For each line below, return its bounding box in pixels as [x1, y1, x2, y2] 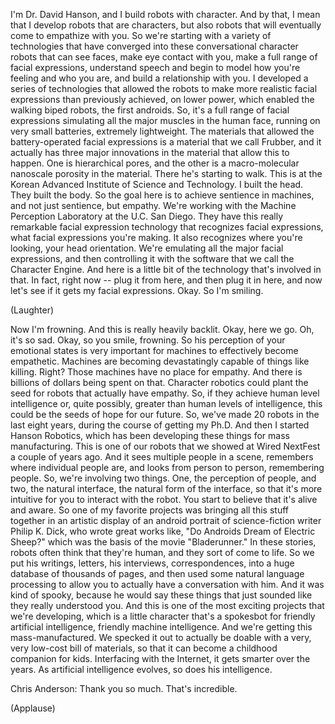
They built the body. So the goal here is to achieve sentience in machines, [10, 189, 315, 201]
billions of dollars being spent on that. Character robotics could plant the [10, 377, 309, 388]
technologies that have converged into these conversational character [10, 40, 299, 52]
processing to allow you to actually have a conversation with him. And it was [10, 579, 325, 590]
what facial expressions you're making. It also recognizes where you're [10, 232, 303, 243]
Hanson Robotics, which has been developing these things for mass [10, 430, 290, 441]
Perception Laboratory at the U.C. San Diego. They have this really [10, 210, 284, 222]
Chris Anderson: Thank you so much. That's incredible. [10, 683, 238, 694]
